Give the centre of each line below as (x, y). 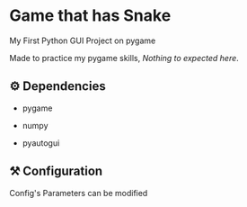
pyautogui (41, 143)
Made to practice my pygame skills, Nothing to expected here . (124, 58)
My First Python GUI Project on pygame (83, 40)
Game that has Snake (90, 16)
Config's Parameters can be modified (79, 193)
